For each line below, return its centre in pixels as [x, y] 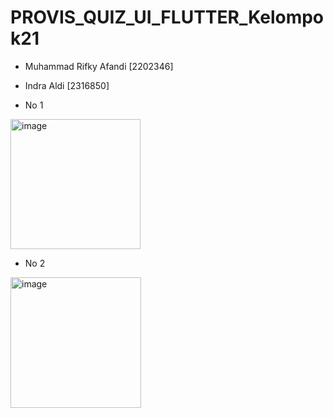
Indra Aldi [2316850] [67, 85]
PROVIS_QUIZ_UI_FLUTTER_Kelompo [167, 17]
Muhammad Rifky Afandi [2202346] [99, 66]
